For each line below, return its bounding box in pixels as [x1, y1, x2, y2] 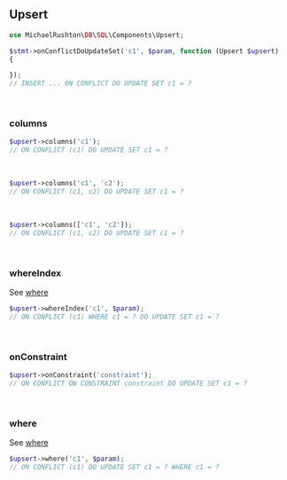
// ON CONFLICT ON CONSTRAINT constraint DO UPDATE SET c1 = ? [9, 379, 248, 388]
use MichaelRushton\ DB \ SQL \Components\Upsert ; [9, 30, 184, 39]
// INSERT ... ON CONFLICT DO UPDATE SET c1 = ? [9, 79, 192, 88]
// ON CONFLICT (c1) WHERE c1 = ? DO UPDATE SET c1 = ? [9, 312, 220, 321]
